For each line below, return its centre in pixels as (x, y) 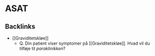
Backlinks (20, 27)
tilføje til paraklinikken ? (42, 48)
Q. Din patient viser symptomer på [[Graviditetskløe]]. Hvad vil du (85, 43)
